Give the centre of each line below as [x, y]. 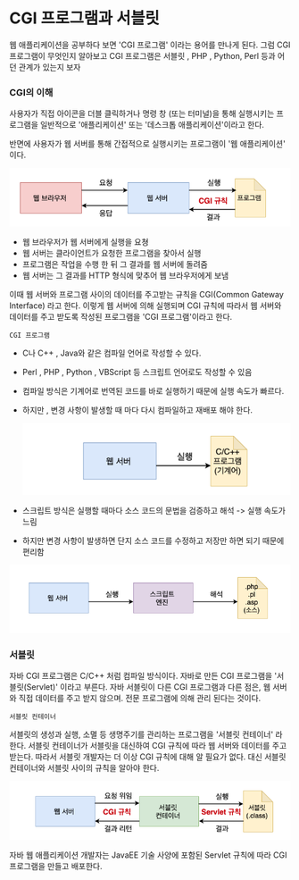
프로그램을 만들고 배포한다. [56, 866]
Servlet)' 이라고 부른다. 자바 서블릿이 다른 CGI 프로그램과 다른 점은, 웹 [148, 687]
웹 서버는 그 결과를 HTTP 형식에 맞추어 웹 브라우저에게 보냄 [125, 276]
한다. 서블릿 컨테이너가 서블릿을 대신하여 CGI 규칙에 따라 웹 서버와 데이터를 [140, 746]
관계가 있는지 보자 [50, 67]
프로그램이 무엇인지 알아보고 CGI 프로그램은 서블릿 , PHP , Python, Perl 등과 [142, 55]
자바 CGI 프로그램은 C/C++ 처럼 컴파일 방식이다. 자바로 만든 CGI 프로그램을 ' [143, 676]
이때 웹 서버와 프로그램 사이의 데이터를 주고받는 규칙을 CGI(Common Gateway [146, 295]
